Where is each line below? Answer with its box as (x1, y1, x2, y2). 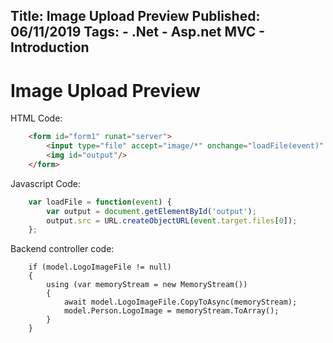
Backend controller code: (10, 243, 115, 255)
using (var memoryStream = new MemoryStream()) (46, 280, 248, 290)
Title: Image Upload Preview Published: (10, 8, 261, 25)
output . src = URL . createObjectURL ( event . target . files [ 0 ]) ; (46, 215, 298, 226)
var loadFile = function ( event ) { (28, 197, 172, 207)
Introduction (10, 39, 90, 56)
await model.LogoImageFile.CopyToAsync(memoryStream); (63, 297, 298, 308)
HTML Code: (10, 112, 63, 124)
